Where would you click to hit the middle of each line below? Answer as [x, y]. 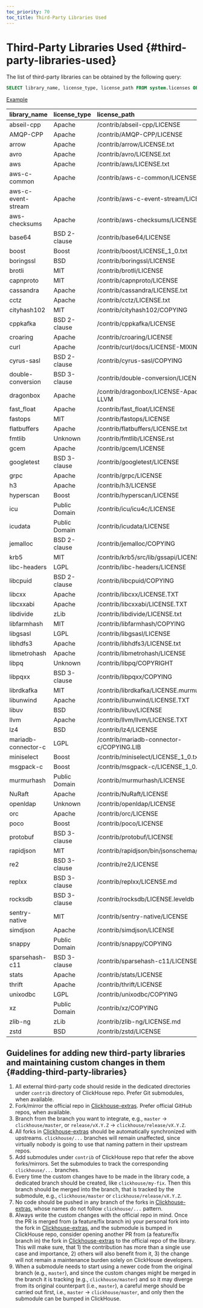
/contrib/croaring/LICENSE [135, 338]
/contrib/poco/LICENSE [130, 823]
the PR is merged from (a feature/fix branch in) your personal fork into [102, 1221]
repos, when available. [43, 1112]
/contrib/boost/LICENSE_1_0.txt [142, 251]
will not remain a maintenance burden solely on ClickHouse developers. [104, 1260]
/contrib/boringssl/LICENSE [136, 261]
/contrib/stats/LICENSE [130, 975]
